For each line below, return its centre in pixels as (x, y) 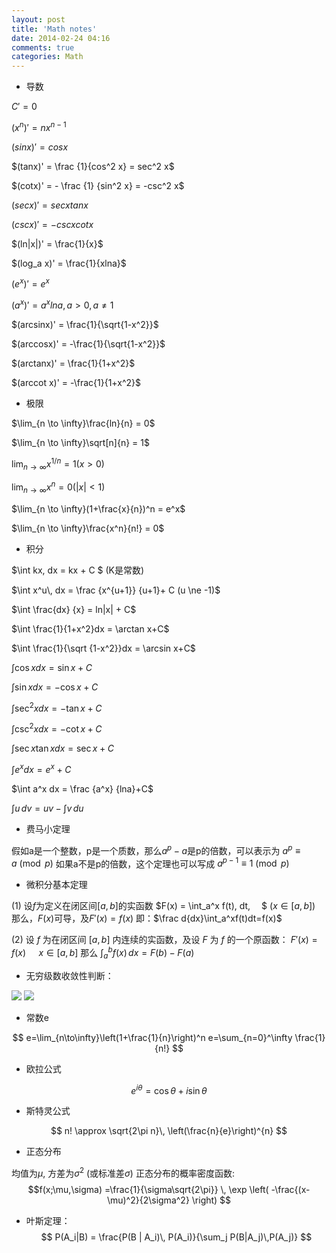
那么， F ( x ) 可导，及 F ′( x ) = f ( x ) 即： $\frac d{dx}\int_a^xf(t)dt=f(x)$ (147, 918)
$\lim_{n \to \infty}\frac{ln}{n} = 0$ (83, 423)
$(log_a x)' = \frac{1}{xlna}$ (69, 263)
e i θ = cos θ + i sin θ (169, 1089)
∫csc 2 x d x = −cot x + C (57, 728)
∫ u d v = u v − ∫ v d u (47, 808)
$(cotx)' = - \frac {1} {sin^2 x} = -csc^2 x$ (98, 185)
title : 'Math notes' (54, 29)
